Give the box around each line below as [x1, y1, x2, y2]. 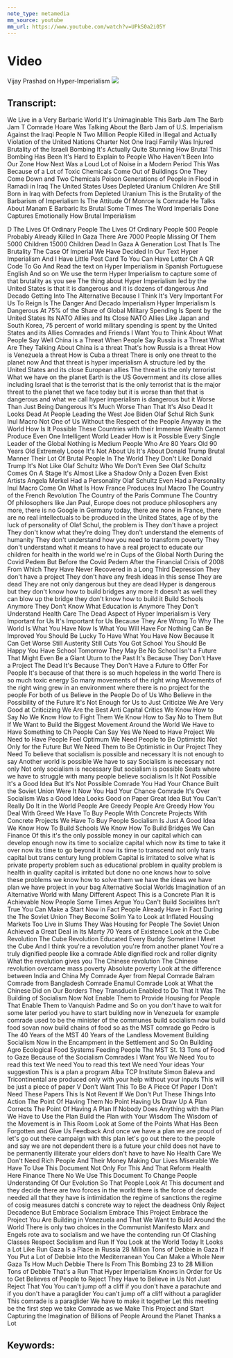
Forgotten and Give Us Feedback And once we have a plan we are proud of [7, 1127, 222, 1135]
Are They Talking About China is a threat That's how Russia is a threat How [7, 344, 221, 352]
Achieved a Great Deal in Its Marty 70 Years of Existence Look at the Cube [7, 927, 220, 936]
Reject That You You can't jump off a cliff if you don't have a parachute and [7, 1282, 222, 1291]
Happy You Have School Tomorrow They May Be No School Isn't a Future [7, 646, 217, 655]
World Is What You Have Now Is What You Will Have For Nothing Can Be [7, 624, 214, 633]
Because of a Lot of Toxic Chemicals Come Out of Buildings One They [7, 168, 208, 176]
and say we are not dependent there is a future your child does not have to [7, 1142, 221, 1150]
